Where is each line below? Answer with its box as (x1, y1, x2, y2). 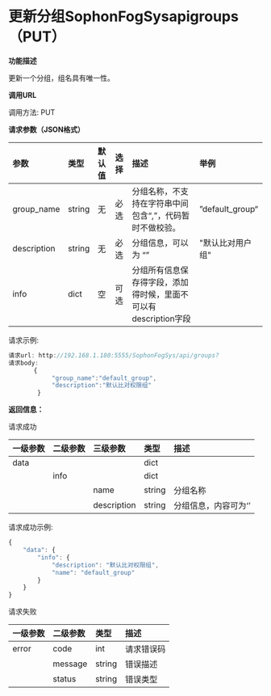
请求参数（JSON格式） (8, 124, 85, 134)
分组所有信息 (131, 264, 181, 276)
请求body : (8, 359, 39, 367)
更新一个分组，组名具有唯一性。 (8, 73, 115, 82)
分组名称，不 (131, 185, 181, 196)
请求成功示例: (8, 522, 54, 532)
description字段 (131, 313, 191, 324)
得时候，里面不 (131, 289, 189, 300)
